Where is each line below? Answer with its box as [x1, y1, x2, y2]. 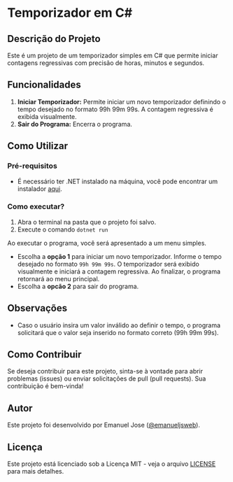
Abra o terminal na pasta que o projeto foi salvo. [17, 218, 156, 226]
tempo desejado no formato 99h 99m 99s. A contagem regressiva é [17, 105, 213, 113]
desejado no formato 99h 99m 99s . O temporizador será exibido [17, 260, 199, 268]
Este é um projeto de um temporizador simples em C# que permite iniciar [7, 51, 218, 59]
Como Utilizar [7, 140, 69, 152]
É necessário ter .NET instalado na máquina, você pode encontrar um [17, 177, 218, 185]
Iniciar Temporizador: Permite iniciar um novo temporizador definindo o [17, 97, 226, 106]
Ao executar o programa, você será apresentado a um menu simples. [7, 239, 206, 247]
